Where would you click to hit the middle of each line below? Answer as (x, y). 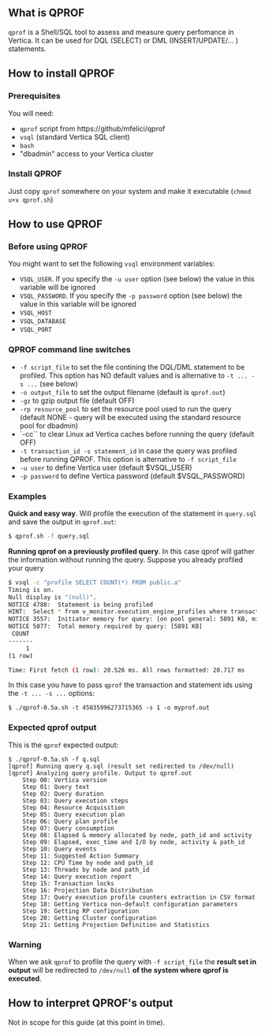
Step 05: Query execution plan (74, 814)
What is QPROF (47, 13)
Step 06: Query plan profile (70, 821)
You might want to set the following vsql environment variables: (112, 264)
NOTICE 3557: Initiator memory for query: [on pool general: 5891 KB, (128, 619)
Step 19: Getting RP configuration (81, 911)
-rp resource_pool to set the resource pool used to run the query (125, 408)
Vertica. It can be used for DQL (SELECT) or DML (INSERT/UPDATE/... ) (123, 40)
